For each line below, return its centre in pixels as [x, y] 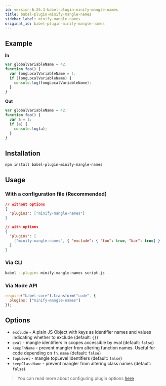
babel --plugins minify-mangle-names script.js [55, 273]
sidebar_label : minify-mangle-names [43, 19]
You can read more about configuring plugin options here [76, 379]
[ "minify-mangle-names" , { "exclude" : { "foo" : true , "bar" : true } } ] [88, 241]
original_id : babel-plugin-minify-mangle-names [55, 23]
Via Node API [21, 285]
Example [19, 43]
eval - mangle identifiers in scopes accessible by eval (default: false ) [83, 343]
